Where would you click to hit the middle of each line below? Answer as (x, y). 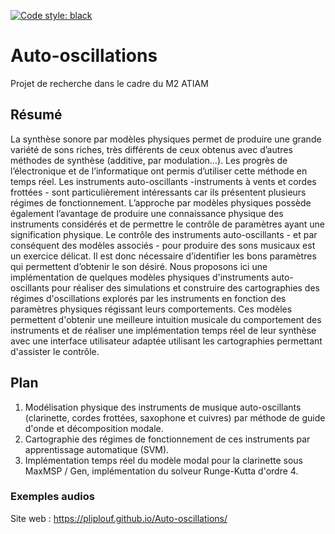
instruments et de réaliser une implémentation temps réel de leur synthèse (163, 330)
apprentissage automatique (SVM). (97, 449)
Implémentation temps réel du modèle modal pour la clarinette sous (163, 460)
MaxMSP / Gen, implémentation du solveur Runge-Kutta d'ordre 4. (161, 471)
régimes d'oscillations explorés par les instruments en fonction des (148, 298)
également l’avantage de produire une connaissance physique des (147, 213)
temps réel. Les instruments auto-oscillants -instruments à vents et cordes (163, 181)
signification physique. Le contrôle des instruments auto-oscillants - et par (164, 234)
